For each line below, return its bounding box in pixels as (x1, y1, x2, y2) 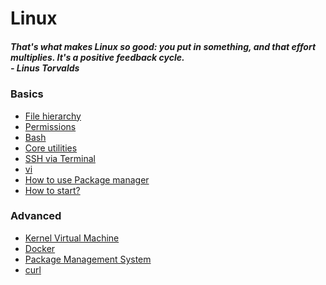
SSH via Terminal (24, 152, 96, 164)
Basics (10, 87, 44, 101)
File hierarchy (24, 110, 82, 122)
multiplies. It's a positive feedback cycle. (10, 51, 185, 63)
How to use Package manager (24, 173, 150, 186)
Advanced (10, 209, 62, 223)
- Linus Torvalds (10, 62, 80, 74)
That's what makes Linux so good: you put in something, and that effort (10, 40, 317, 52)
